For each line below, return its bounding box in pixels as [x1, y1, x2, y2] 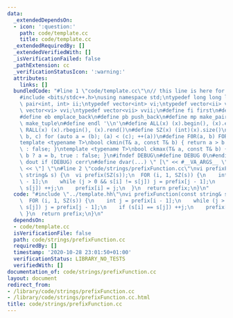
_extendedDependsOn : [13, 17, 73, 24]
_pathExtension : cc [13, 62, 70, 69]
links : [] [19, 81, 49, 88]
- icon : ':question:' [13, 23, 76, 30]
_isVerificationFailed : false [13, 56, 101, 62]
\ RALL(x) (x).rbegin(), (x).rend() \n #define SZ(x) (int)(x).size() [19, 126, 222, 133]
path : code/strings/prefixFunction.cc [13, 236, 126, 243]
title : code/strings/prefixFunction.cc [7, 301, 123, 308]
